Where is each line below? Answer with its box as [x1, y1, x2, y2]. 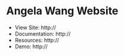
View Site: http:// [14, 24, 57, 31]
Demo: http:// [14, 43, 48, 50]
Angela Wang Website [6, 4, 119, 18]
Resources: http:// [14, 36, 60, 43]
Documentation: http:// [14, 30, 71, 37]
